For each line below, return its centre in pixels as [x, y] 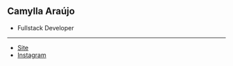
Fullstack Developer [45, 27]
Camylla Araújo [41, 11]
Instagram [32, 55]
